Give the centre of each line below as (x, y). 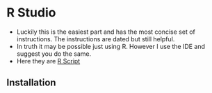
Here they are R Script (48, 61)
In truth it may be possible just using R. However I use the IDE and (111, 46)
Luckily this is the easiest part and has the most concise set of (106, 32)
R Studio (31, 13)
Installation (31, 83)
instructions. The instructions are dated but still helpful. (96, 39)
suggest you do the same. (54, 54)
